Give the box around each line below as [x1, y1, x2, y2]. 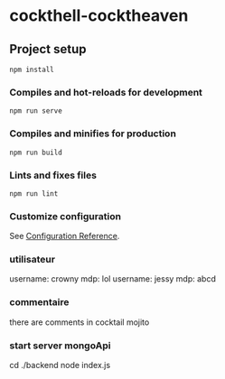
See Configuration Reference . [9, 231, 120, 242]
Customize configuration [9, 209, 122, 222]
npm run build [9, 148, 63, 157]
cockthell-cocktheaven [9, 5, 189, 26]
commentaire [9, 296, 70, 309]
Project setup [9, 42, 88, 57]
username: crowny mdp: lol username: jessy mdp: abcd [9, 273, 217, 284]
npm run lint [9, 189, 59, 199]
